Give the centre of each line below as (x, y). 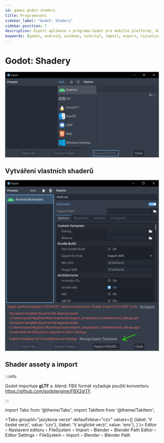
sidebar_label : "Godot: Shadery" (39, 21)
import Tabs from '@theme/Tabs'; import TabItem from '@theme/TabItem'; (80, 410)
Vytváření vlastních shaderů (49, 171)
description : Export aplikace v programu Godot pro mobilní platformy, (79, 31)
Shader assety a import (41, 365)
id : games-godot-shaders (30, 10)
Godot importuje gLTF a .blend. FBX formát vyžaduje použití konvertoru (77, 386)
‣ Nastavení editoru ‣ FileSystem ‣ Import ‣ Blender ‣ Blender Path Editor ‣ (81, 430)
